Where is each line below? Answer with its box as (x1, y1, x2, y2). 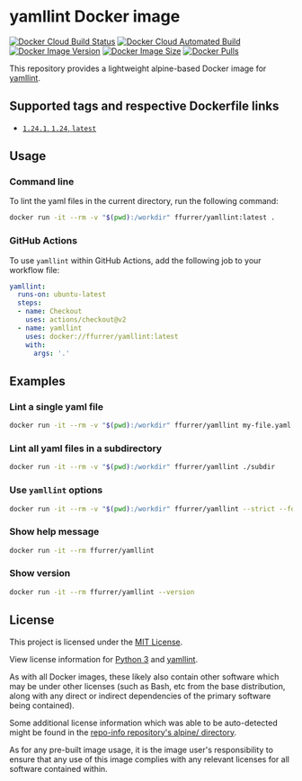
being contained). (9, 699, 75, 711)
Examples (9, 373, 66, 388)
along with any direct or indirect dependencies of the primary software (9, 690, 271, 701)
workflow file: (9, 264, 60, 275)
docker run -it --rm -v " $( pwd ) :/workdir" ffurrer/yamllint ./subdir (9, 463, 276, 472)
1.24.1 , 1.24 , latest (22, 122, 97, 133)
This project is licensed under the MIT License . (9, 636, 183, 647)
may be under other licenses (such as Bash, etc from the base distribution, (9, 680, 286, 691)
